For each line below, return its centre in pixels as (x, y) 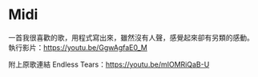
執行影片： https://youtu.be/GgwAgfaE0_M (78, 47)
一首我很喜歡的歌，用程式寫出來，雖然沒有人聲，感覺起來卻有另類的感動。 (131, 37)
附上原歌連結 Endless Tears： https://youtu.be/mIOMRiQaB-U (109, 64)
